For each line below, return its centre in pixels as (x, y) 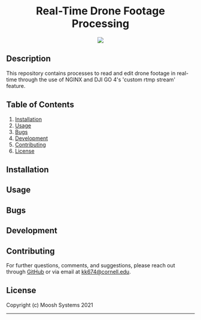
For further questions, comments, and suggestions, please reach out (91, 265)
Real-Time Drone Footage (100, 11)
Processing (100, 24)
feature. (16, 86)
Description (28, 59)
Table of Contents (40, 105)
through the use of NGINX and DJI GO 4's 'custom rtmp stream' (97, 80)
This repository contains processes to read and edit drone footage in (91, 73)
